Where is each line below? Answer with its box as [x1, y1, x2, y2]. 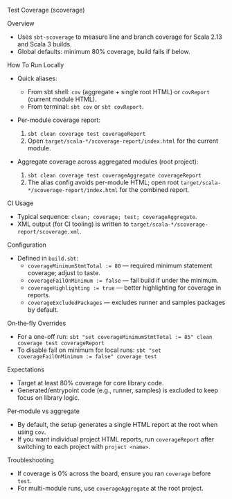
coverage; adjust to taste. [27, 269, 100, 277]
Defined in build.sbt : [17, 254, 78, 262]
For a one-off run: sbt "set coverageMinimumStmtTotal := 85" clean [17, 333, 213, 340]
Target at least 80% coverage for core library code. [17, 379, 164, 387]
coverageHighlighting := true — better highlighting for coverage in [27, 283, 222, 292]
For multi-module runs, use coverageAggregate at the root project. [17, 484, 204, 492]
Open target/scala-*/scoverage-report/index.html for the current [27, 137, 219, 145]
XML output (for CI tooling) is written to [17, 220, 130, 228]
